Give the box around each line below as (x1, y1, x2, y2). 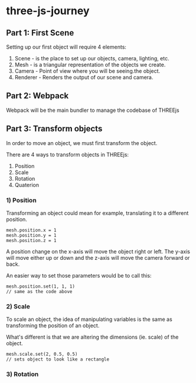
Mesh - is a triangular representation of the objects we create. (14, 61, 166, 68)
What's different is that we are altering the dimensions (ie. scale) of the (6, 333, 179, 341)
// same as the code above (6, 288, 73, 294)
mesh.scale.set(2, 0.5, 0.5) (6, 351, 78, 358)
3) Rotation (6, 370, 39, 378)
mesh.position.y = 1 (6, 232, 57, 238)
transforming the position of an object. (6, 322, 100, 329)
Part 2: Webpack (6, 91, 69, 101)
